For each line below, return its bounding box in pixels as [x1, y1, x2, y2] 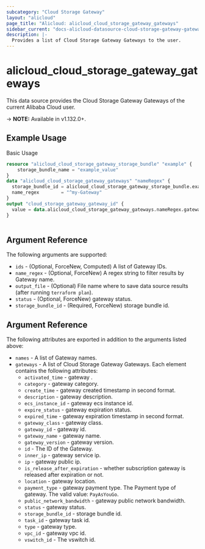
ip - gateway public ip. [24, 458, 82, 465]
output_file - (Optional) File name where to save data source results [15, 282, 189, 290]
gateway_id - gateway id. [24, 426, 87, 433]
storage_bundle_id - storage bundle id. [24, 510, 122, 517]
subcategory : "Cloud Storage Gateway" [6, 9, 105, 15]
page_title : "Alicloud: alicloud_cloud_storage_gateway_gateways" [6, 20, 179, 26]
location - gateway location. [24, 477, 96, 485]
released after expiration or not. [24, 471, 104, 478]
